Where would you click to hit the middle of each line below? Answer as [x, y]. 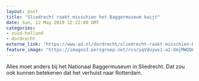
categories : [21, 28]
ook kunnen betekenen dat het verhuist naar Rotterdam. [74, 72]
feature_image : [25, 50]
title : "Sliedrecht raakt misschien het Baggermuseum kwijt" [83, 17]
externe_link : [24, 45]
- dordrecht [21, 39]
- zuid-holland [25, 33]
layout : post [22, 11]
